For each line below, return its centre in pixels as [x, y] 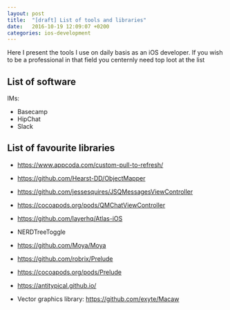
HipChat [29, 119]
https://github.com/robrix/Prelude [65, 258]
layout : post [26, 13]
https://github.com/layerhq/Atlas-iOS [70, 218]
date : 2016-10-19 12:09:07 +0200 [58, 26]
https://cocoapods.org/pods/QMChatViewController [91, 205]
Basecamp [32, 112]
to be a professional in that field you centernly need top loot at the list [106, 60]
